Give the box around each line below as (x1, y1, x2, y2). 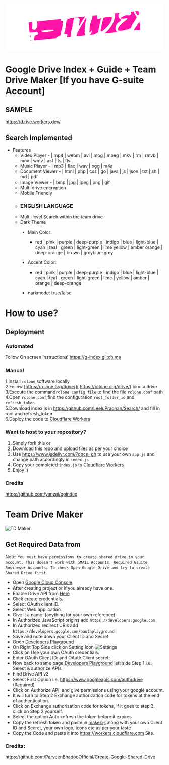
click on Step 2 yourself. (12, 708, 63, 714)
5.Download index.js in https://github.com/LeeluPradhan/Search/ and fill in (5, 405, 160, 411)
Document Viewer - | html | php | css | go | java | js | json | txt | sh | (20, 168, 160, 174)
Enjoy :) (12, 467, 29, 473)
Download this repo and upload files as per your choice (12, 445, 128, 452)
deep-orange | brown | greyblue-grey (35, 250, 114, 256)
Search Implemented (5, 133, 72, 142)
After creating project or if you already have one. (12, 584, 114, 591)
